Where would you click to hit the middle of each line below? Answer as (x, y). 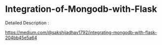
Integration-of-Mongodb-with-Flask (81, 9)
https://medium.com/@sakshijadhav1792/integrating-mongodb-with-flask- (81, 32)
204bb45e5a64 (21, 38)
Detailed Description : (27, 23)
